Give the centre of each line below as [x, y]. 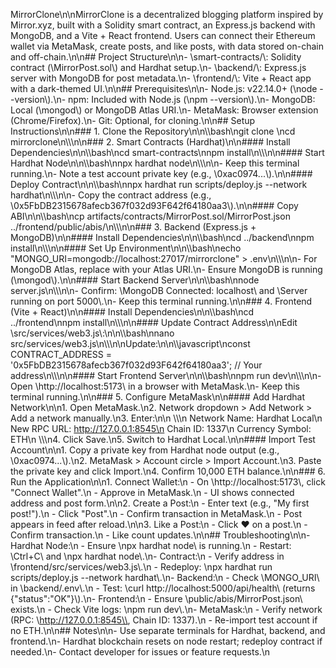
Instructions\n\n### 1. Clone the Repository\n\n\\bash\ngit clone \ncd [153, 131]
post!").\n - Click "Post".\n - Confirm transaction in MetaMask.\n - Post [156, 513]
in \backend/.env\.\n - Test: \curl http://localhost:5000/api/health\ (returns [163, 588]
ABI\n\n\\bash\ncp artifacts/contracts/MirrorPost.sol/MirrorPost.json [150, 216]
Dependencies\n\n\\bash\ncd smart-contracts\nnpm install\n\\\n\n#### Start [167, 152]
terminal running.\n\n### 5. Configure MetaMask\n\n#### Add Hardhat [157, 397]
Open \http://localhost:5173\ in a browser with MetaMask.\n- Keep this [155, 386]
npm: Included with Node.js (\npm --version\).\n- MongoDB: [192, 99]
